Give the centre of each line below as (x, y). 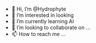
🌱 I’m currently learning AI (43, 21)
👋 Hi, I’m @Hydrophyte (39, 9)
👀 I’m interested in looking (42, 15)
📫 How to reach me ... (38, 34)
